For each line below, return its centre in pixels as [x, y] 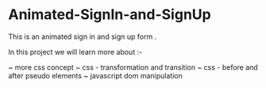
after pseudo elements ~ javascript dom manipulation [95, 75]
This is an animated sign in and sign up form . [83, 36]
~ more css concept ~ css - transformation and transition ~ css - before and [133, 67]
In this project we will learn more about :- [75, 52]
